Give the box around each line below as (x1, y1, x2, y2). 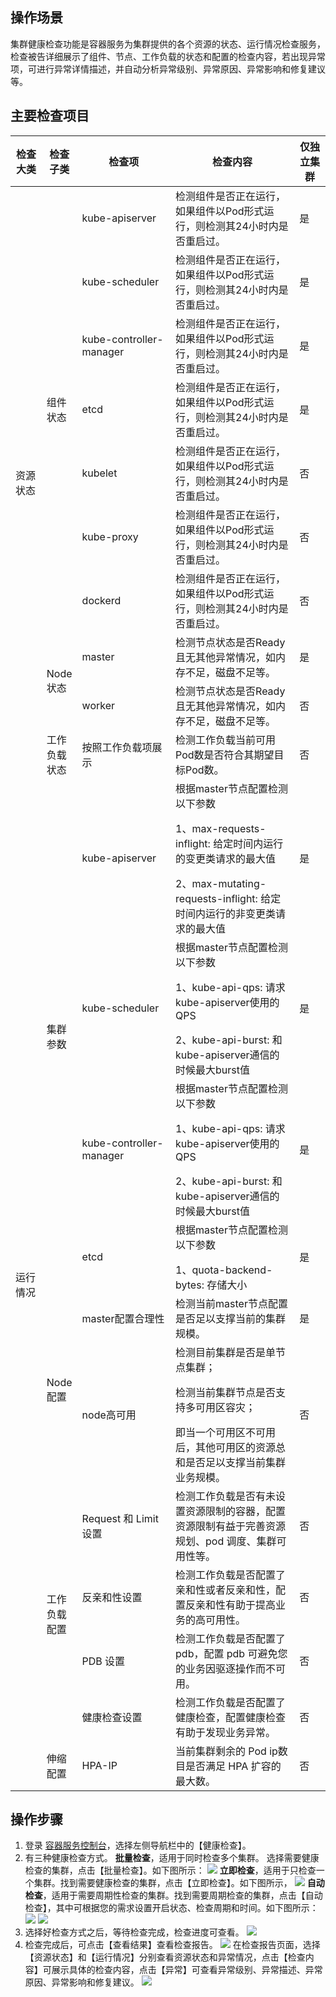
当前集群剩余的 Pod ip (175, 1744, 278, 1758)
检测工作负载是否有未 (175, 1489, 277, 1503)
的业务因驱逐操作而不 (175, 1661, 277, 1675)
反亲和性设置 (81, 1590, 143, 1604)
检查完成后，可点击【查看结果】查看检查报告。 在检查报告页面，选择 (24, 1939, 321, 1951)
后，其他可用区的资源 (175, 1440, 277, 1454)
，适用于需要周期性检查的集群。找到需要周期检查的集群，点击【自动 (42, 1889, 323, 1902)
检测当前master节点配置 (175, 1296, 288, 1310)
